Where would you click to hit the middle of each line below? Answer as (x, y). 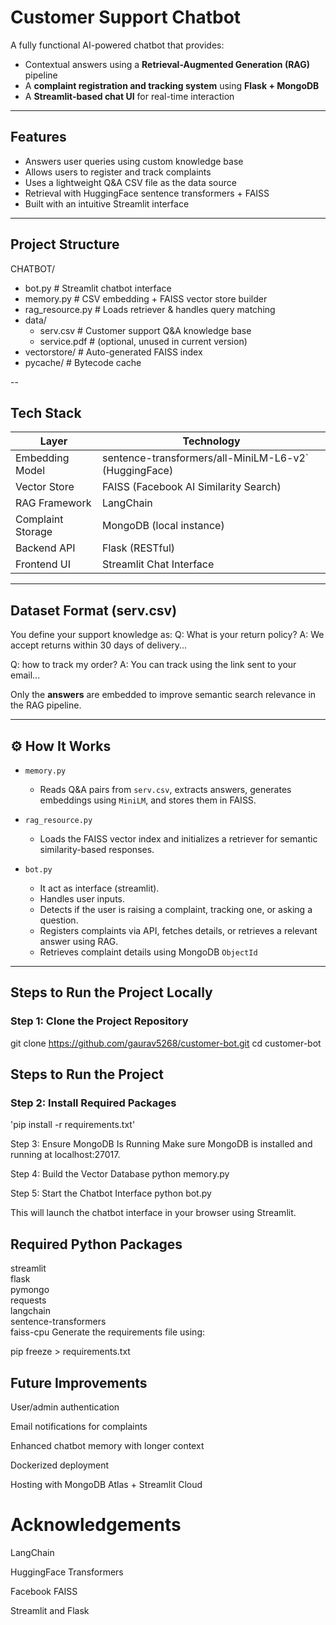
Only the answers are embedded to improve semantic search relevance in (163, 695)
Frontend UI (43, 564)
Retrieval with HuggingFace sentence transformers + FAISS (147, 193)
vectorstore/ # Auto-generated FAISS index (113, 352)
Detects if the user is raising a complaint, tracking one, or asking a (176, 909)
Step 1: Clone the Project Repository (99, 1021)
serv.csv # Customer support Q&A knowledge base (145, 330)
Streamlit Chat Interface (158, 564)
